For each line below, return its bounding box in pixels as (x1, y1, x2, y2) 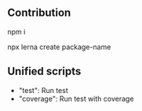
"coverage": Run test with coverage (18, 94, 134, 103)
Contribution (7, 6, 71, 20)
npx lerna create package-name (7, 42, 111, 52)
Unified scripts (7, 65, 82, 78)
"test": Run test (18, 85, 68, 95)
